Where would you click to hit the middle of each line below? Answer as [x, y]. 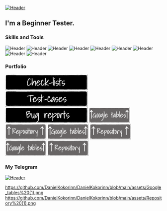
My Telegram [21, 167]
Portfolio [16, 66]
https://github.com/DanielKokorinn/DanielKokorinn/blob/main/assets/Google [83, 187]
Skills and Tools [24, 37]
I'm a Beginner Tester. [40, 23]
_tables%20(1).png [24, 193]
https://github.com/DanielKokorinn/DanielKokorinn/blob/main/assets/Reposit [83, 198]
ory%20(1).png [21, 203]
